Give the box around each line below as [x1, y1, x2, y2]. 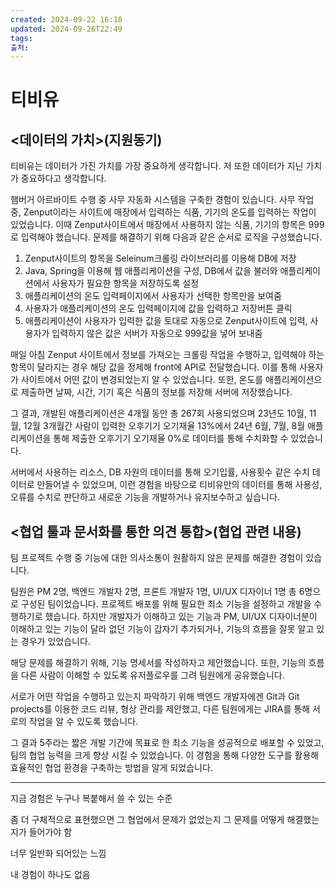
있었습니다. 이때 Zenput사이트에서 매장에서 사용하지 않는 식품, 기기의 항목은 [10, 219, 307, 231]
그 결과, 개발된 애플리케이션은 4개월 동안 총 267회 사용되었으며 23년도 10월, [10, 407, 307, 420]
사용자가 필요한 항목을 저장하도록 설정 [51, 277, 200, 290]
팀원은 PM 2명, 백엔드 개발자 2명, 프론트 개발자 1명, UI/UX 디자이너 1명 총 [10, 586, 297, 598]
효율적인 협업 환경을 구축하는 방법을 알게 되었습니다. [10, 762, 213, 774]
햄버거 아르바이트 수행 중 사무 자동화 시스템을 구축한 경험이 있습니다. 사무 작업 [10, 194, 315, 206]
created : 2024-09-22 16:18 [10, 14, 123, 25]
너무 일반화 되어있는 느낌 [10, 847, 107, 860]
